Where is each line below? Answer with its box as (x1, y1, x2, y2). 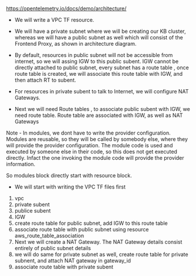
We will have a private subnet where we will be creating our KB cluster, (14, 28, 186, 35)
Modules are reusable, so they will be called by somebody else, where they (6, 136, 188, 143)
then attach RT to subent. (14, 76, 76, 83)
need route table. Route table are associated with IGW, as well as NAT (14, 112, 183, 119)
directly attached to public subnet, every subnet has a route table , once (14, 64, 189, 71)
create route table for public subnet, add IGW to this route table (14, 220, 168, 227)
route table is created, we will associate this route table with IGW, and (14, 70, 183, 77)
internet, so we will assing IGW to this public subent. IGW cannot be (14, 58, 179, 65)
